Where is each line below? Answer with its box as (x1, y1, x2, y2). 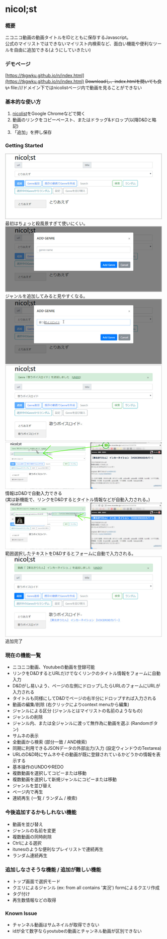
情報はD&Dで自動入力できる (5, 490, 62, 496)
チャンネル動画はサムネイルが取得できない (12, 922, 100, 928)
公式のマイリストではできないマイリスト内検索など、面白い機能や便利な (5, 41, 153, 47)
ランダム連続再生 (12, 852, 48, 858)
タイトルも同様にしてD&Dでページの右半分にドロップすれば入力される (12, 695, 157, 701)
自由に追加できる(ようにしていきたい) (13, 47, 91, 53)
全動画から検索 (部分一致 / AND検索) (12, 739, 87, 745)
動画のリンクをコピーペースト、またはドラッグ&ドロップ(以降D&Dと (12, 117, 153, 123)
